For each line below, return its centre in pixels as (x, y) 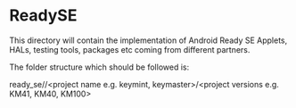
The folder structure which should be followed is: (99, 67)
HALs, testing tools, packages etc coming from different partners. (130, 49)
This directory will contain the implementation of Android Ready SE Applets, (148, 40)
